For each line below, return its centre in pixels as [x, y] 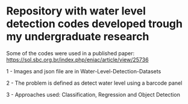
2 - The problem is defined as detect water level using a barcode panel [94, 83]
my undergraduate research [78, 37]
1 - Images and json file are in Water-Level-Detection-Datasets [84, 71]
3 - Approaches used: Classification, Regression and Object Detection [93, 94]
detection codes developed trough [94, 24]
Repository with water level [76, 11]
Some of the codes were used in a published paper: [70, 53]
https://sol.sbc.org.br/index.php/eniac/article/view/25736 [77, 60]
